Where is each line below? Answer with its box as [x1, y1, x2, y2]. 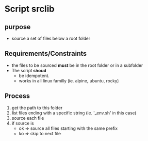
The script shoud [11, 67, 47, 73]
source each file [11, 115, 44, 121]
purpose [4, 23, 31, 31]
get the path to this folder [11, 105, 63, 110]
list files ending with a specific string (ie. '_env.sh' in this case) [11, 110, 137, 116]
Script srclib [4, 3, 55, 15]
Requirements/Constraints [4, 49, 87, 58]
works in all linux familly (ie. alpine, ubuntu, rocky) [18, 78, 119, 83]
